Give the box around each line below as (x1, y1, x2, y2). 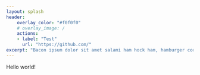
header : (6, 14, 26, 20)
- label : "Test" (17, 36, 58, 42)
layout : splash (6, 8, 44, 15)
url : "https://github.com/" (21, 42, 92, 48)
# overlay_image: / (17, 25, 65, 31)
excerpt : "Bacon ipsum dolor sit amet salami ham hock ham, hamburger (6, 47, 185, 53)
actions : (17, 31, 39, 37)
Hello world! (6, 63, 36, 70)
